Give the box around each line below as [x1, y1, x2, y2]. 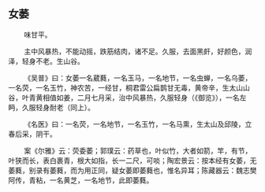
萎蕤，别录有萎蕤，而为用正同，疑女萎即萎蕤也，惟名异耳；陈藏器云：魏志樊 [8, 165, 257, 175]
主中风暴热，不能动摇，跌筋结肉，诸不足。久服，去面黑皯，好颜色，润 [23, 46, 252, 56]
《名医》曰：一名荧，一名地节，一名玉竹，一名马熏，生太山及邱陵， [23, 119, 245, 128]
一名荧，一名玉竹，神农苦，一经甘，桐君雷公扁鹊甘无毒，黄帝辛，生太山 [8, 83, 243, 92]
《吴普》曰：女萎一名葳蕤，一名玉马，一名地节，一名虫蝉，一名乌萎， [23, 73, 252, 83]
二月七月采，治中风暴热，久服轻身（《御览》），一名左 [77, 93, 247, 102]
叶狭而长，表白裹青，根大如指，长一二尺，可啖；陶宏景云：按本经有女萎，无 [8, 156, 257, 165]
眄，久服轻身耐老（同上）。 [8, 102, 95, 112]
